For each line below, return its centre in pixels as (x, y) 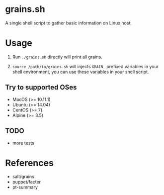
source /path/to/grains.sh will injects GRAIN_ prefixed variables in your (85, 66)
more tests (23, 143)
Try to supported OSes (41, 87)
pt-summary (25, 187)
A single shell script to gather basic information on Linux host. (69, 23)
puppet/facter (27, 182)
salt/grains (23, 177)
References (29, 163)
